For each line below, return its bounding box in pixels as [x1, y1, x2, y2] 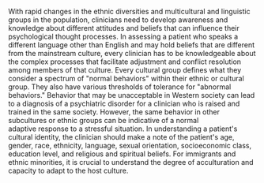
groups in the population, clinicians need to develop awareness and [8, 15, 228, 24]
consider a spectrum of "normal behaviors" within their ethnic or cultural [8, 74, 245, 83]
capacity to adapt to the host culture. [8, 166, 129, 175]
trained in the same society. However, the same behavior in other [8, 107, 220, 117]
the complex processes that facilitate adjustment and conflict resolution [8, 57, 242, 66]
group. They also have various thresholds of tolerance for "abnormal [8, 82, 232, 91]
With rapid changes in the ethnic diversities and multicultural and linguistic [8, 7, 251, 16]
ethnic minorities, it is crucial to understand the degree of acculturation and [8, 158, 255, 166]
